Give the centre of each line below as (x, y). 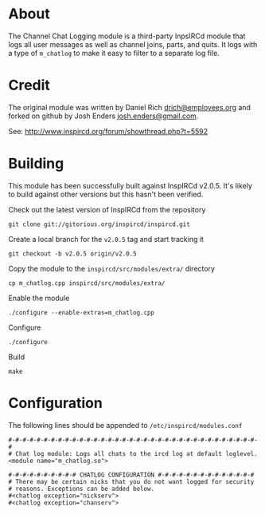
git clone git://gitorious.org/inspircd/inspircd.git (99, 224)
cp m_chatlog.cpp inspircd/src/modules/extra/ (87, 283)
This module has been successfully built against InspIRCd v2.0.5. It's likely (131, 185)
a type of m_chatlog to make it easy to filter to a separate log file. (114, 53)
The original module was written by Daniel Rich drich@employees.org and (129, 107)
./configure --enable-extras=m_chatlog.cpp (82, 312)
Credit (29, 85)
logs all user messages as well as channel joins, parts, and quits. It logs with (133, 44)
